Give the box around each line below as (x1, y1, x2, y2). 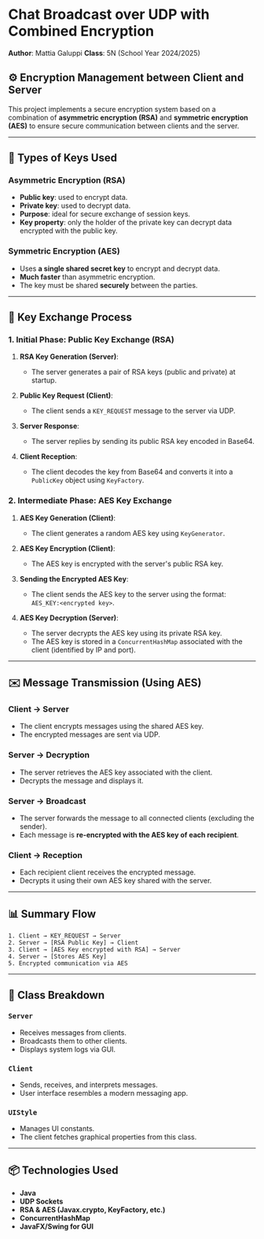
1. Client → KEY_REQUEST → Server (8, 932, 122, 940)
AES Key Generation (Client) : (19, 513, 116, 523)
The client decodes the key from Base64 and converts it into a (31, 467, 233, 477)
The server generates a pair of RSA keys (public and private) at (31, 368, 236, 377)
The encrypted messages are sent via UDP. (19, 730, 161, 739)
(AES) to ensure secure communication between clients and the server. (8, 120, 240, 131)
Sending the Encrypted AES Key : (19, 574, 129, 583)
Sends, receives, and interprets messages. (19, 1080, 159, 1089)
